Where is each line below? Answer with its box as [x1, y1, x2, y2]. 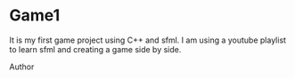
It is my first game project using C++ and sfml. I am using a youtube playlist [9, 35, 287, 45]
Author [9, 61, 35, 72]
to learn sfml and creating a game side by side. [9, 43, 182, 54]
